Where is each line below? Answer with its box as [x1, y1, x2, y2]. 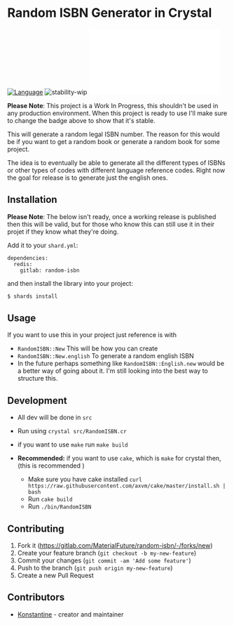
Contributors [7, 591, 65, 603]
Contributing [7, 522, 64, 534]
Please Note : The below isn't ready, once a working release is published [7, 212, 216, 221]
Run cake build [27, 495, 73, 504]
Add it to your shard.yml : [7, 241, 78, 249]
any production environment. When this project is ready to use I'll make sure [7, 109, 228, 117]
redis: [13, 261, 33, 268]
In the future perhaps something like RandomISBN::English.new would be [17, 360, 225, 368]
